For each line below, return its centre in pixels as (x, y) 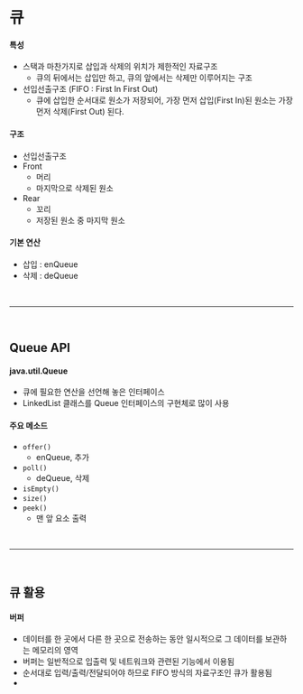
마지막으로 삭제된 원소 (75, 188)
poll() (35, 468)
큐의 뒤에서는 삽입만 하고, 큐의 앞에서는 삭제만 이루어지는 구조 (144, 78)
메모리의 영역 (55, 651)
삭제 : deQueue (50, 275)
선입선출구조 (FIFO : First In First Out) (90, 89)
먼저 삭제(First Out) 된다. (80, 112)
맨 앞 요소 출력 (61, 518)
